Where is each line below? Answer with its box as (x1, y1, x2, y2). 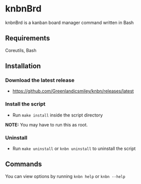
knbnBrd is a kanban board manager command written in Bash (5, 19, 134, 25)
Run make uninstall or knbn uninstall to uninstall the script (12, 145, 136, 151)
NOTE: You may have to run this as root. (5, 121, 88, 127)
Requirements (5, 34, 50, 42)
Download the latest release (5, 77, 75, 84)
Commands (5, 160, 42, 168)
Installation (5, 62, 41, 70)
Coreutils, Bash (5, 47, 36, 53)
